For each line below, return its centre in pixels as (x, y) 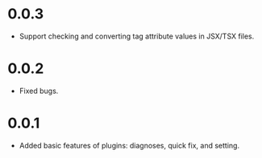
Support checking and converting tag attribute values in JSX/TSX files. (137, 36)
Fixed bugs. (39, 91)
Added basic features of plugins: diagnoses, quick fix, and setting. (129, 145)
